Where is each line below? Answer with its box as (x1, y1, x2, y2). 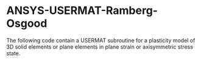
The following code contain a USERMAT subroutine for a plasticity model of (6, 36, 196, 44)
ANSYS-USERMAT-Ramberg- (6, 4, 158, 18)
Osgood (6, 16, 48, 30)
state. (6, 49, 21, 57)
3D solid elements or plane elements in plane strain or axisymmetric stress (6, 43, 194, 50)
